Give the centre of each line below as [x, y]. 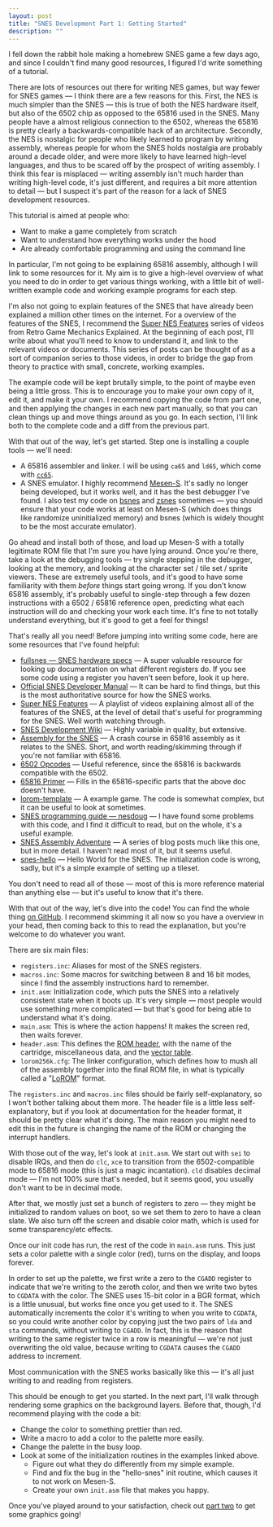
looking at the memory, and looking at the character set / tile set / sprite [128, 568]
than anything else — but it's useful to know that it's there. [106, 893]
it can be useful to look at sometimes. [83, 808]
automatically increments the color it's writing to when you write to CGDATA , [133, 1313]
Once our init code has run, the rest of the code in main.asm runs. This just [132, 1245]
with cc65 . [37, 475]
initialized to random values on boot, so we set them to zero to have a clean [135, 1212]
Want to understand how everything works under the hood [118, 240]
